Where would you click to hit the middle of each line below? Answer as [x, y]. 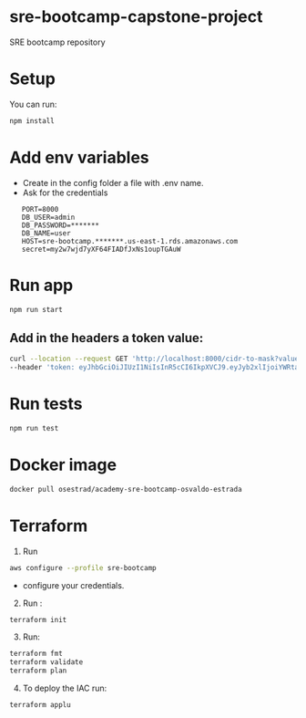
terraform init [38, 619]
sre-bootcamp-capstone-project [136, 17]
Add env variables [79, 157]
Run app [41, 285]
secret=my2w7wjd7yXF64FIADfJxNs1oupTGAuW [101, 249]
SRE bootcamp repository [58, 42]
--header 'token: [42, 368]
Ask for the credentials [65, 193]
